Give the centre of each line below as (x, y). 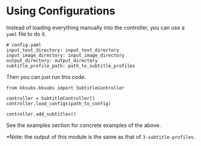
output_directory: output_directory (52, 60)
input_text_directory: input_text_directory (63, 50)
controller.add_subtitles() (41, 114)
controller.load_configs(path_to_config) (59, 104)
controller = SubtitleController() (51, 98)
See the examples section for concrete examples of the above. (84, 125)
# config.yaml (24, 45)
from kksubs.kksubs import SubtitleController (65, 88)
